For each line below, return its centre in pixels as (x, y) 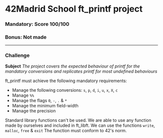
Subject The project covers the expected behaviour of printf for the (73, 66)
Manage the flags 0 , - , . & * (39, 100)
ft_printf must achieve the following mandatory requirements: (66, 81)
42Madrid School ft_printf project (74, 9)
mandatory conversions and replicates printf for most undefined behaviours (81, 71)
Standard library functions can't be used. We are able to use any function (78, 120)
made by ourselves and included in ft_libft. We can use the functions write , (80, 125)
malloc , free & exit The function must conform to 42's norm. (66, 130)
